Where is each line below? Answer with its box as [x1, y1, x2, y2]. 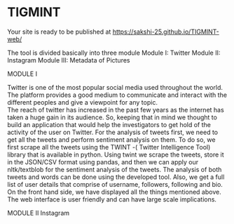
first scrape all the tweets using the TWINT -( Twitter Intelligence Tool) [7, 143, 211, 151]
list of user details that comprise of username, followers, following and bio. [7, 180, 223, 188]
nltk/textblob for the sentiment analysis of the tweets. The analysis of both [7, 165, 222, 173]
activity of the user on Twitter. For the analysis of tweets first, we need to [7, 128, 219, 136]
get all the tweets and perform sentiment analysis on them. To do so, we [7, 135, 216, 144]
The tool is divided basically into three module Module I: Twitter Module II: [7, 48, 221, 57]
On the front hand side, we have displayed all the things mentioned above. [7, 187, 222, 196]
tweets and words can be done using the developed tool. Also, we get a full [7, 173, 225, 181]
